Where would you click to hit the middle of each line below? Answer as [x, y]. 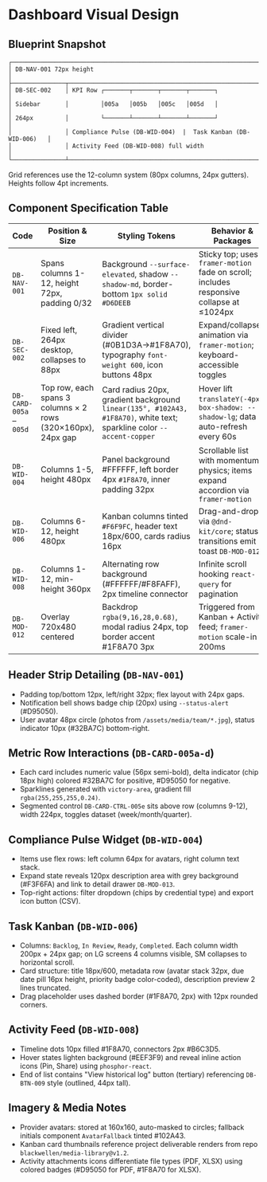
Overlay [55, 617]
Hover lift [215, 388]
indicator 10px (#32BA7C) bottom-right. [85, 728]
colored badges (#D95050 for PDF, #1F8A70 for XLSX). [110, 1169]
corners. [33, 1005]
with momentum [229, 460]
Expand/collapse [230, 324]
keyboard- [219, 355]
